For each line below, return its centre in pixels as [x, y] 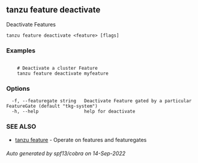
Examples [21, 51]
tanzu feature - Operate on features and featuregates [81, 140]
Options [18, 88]
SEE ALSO [21, 127]
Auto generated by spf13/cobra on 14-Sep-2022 [66, 153]
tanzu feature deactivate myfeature [63, 74]
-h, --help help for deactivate [73, 112]
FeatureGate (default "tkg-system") [52, 106]
